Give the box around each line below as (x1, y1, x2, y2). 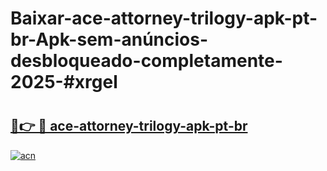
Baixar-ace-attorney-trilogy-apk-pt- (10, 7, 318, 30)
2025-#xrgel (10, 71, 118, 94)
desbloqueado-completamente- (10, 50, 283, 72)
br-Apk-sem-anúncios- (10, 28, 209, 51)
